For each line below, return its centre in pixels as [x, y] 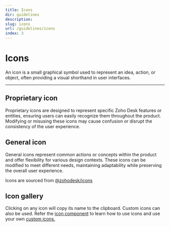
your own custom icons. [30, 219]
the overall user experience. [34, 171]
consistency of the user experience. [43, 126]
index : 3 [14, 33]
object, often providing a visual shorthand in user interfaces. [68, 77]
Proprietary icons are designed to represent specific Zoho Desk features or [83, 110]
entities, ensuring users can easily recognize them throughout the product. [83, 116]
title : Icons [19, 10]
